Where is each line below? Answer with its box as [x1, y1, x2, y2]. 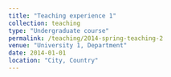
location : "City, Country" [8, 57, 99, 65]
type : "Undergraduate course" [8, 26, 110, 34]
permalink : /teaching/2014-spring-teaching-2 [8, 34, 163, 43]
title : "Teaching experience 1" [8, 11, 116, 20]
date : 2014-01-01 [8, 49, 67, 57]
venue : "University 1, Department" [8, 42, 128, 50]
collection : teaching [8, 19, 81, 27]
